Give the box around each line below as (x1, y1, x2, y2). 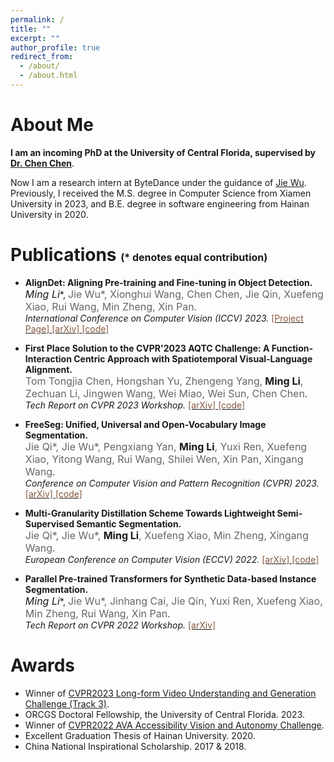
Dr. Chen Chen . (10, 157, 75, 169)
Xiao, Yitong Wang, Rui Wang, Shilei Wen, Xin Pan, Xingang (24, 452, 304, 466)
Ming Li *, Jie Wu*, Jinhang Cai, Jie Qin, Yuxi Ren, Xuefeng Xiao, (24, 594, 323, 608)
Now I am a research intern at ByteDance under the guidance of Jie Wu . (10, 176, 307, 188)
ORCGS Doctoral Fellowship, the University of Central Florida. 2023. (24, 708, 305, 720)
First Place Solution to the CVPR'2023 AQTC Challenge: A (24, 342, 270, 354)
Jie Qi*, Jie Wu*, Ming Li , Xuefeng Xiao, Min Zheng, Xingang (24, 528, 309, 542)
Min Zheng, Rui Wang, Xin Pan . (24, 606, 171, 620)
